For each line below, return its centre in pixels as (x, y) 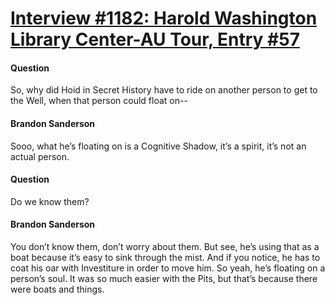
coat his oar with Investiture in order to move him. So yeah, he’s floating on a (168, 268)
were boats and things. (57, 289)
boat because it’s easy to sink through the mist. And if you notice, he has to (165, 257)
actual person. (40, 156)
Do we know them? (50, 201)
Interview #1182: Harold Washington (164, 18)
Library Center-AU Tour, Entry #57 (155, 39)
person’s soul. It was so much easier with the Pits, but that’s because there (164, 278)
